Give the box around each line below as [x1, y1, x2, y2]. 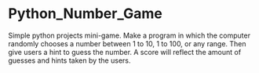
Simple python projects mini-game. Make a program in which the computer [8, 31, 251, 40]
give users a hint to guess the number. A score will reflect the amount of [8, 47, 242, 57]
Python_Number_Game [8, 5, 162, 23]
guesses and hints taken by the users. [8, 56, 131, 65]
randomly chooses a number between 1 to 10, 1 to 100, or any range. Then [8, 38, 246, 48]
